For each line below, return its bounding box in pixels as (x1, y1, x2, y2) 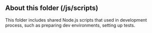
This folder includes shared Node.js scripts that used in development (5, 17, 147, 23)
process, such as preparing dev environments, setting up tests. (5, 22, 135, 28)
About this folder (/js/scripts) (5, 4, 98, 12)
